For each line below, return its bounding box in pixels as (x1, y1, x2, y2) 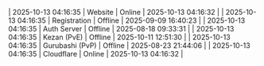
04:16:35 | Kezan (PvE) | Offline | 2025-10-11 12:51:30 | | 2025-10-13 (8, 32, 231, 42)
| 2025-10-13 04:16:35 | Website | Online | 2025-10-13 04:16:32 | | (8, 8, 224, 16)
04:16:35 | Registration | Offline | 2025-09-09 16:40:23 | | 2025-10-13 (17, 16, 246, 25)
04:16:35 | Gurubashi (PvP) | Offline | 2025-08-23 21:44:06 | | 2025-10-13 (8, 41, 250, 50)
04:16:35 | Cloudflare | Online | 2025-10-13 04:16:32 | (8, 49, 184, 58)
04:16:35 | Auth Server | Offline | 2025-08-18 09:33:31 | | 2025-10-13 (8, 24, 235, 33)
